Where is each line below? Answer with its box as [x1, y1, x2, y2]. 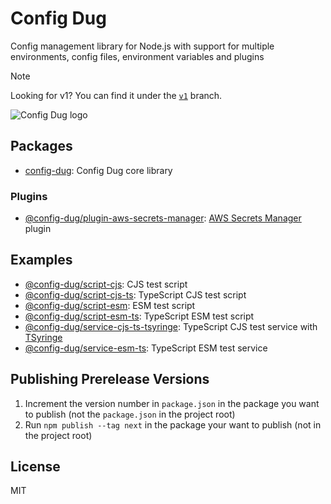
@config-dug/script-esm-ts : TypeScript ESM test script [24, 310, 255, 322]
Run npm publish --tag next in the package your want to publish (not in [24, 418, 322, 431]
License [10, 458, 61, 476]
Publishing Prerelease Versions [10, 371, 210, 388]
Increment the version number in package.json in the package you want [24, 397, 320, 409]
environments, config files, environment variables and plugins [10, 50, 265, 62]
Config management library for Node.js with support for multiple [10, 40, 275, 52]
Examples [10, 252, 73, 269]
